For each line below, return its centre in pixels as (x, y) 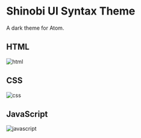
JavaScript (27, 114)
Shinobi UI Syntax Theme (71, 11)
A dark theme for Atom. (35, 28)
